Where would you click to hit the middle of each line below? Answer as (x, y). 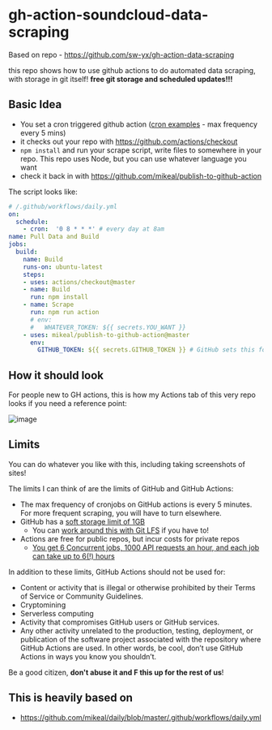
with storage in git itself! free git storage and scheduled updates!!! (121, 79)
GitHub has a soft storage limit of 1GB (83, 521)
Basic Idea (35, 104)
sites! (17, 473)
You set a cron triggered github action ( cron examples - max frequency (138, 124)
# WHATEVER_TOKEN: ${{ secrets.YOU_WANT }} (108, 327)
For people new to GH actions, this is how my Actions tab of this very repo (132, 395)
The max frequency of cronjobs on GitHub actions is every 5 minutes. (136, 504)
